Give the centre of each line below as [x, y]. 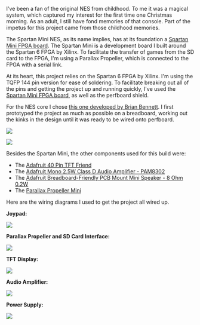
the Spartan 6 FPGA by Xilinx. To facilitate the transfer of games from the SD [100, 52]
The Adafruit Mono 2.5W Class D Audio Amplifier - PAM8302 [90, 171]
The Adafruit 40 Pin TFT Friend [53, 165]
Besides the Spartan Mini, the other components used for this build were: [96, 154]
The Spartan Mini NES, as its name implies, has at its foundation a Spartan [97, 39]
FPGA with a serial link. [34, 65]
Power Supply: [25, 305]
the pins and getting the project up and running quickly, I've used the [91, 89]
